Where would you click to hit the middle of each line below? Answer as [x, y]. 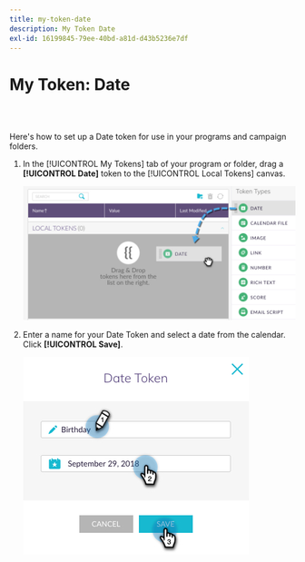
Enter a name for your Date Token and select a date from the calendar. [154, 334]
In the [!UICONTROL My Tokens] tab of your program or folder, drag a [153, 164]
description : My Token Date [63, 29]
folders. [24, 146]
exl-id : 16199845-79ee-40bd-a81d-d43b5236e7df [99, 38]
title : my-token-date [50, 19]
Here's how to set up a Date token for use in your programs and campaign [148, 137]
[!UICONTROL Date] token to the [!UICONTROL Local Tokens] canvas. [154, 173]
